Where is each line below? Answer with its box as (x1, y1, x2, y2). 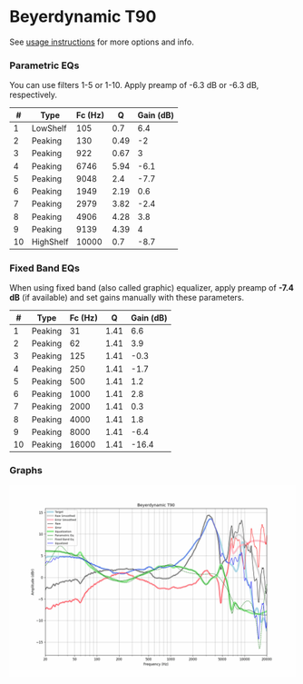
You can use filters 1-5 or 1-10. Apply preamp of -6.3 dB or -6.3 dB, (9, 80, 259, 91)
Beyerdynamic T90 (9, 6, 157, 27)
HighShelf (31, 236, 69, 247)
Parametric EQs (9, 59, 80, 72)
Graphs (9, 464, 43, 477)
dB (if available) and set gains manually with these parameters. (9, 292, 245, 303)
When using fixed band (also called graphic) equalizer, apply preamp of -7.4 (9, 283, 295, 293)
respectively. (9, 89, 57, 101)
